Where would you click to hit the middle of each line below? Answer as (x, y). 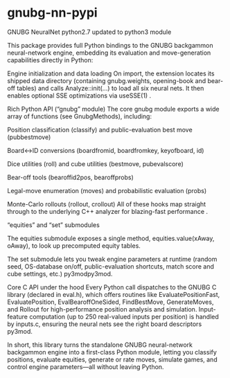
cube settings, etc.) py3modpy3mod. (60, 273)
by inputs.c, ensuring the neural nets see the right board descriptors (105, 324)
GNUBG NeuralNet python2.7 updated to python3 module (89, 32)
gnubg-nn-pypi (53, 13)
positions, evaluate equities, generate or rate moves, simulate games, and (112, 359)
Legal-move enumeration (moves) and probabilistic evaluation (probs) (107, 190)
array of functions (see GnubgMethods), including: (80, 116)
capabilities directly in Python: (50, 60)
